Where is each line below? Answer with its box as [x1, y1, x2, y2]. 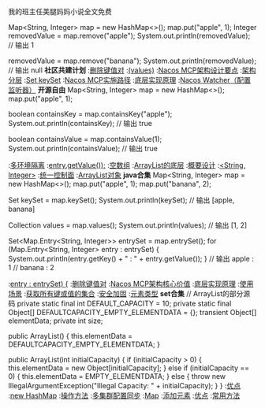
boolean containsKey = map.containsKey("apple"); [8, 109, 173, 118]
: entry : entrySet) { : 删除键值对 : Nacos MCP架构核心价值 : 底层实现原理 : [8, 279, 241, 288]
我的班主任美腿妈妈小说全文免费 [8, 7, 112, 16]
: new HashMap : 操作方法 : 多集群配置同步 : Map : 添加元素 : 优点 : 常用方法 [8, 391, 241, 400]
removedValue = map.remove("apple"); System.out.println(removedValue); [8, 31, 251, 40]
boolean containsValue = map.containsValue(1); [8, 135, 162, 143]
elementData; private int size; [8, 316, 104, 325]
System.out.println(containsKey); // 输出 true [8, 119, 152, 128]
